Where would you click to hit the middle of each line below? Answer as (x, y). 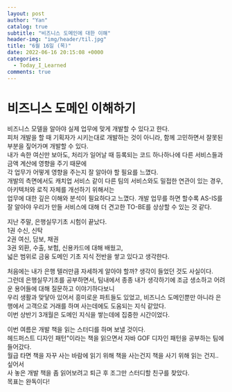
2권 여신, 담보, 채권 (33, 239)
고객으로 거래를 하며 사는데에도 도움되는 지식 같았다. (96, 306)
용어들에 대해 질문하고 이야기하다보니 (64, 288)
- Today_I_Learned (40, 65)
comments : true (29, 72)
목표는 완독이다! (29, 382)
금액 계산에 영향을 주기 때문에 (47, 163)
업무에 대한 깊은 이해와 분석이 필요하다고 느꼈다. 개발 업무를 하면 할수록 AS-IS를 (115, 198)
